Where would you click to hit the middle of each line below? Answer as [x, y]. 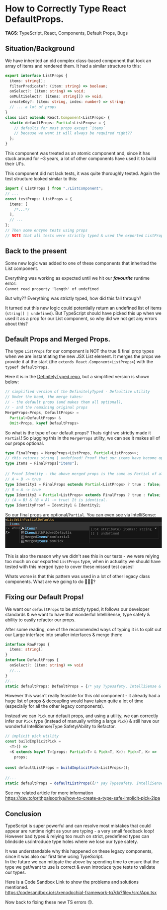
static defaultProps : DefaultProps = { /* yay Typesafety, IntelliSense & [83, 686]
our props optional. [25, 443]
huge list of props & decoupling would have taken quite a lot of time [74, 701]
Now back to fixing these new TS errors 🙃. [49, 902]
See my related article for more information [49, 793]
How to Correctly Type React [66, 9]
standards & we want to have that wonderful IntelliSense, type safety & [78, 614]
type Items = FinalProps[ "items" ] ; [42, 463]
